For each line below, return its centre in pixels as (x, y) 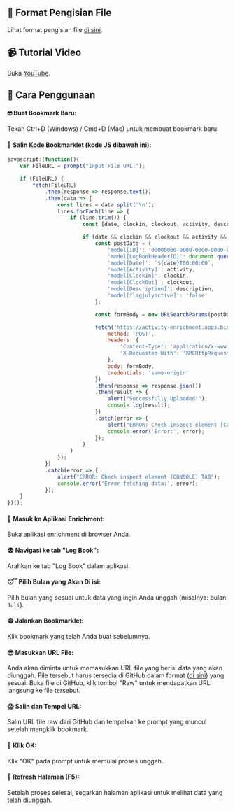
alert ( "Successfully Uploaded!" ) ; (158, 399)
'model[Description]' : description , (161, 289)
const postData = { (123, 244)
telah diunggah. (30, 800)
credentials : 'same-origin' (148, 373)
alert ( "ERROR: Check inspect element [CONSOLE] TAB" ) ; (138, 477)
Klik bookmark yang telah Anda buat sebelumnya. (79, 636)
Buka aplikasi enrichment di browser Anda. (69, 534)
